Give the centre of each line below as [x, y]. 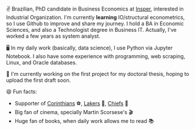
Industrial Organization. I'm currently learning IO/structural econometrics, [95, 17]
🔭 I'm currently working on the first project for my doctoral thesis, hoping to [98, 74]
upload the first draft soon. [39, 80]
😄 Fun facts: [22, 91]
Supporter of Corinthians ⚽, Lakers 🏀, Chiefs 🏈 [71, 103]
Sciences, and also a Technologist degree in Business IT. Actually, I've [91, 30]
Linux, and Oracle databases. [42, 62]
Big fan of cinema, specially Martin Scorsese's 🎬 [74, 112]
